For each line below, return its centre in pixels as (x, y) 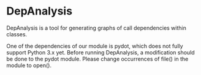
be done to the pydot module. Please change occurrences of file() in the (97, 59)
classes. (17, 34)
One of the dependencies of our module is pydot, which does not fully (95, 46)
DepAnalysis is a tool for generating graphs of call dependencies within (97, 28)
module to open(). (29, 65)
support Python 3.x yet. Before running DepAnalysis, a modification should (100, 52)
